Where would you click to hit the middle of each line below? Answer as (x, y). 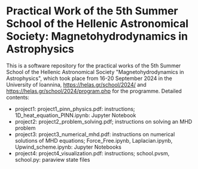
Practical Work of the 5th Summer (92, 11)
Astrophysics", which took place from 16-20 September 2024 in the (89, 78)
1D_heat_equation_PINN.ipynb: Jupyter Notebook (75, 115)
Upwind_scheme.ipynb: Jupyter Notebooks (68, 147)
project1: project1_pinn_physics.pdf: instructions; (75, 109)
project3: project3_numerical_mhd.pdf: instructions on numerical (95, 134)
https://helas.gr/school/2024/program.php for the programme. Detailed (94, 91)
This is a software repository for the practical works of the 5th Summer (94, 65)
